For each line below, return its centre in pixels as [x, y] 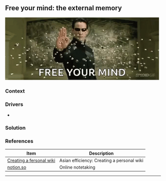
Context [15, 91]
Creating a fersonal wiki [31, 160]
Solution [16, 128]
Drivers [14, 104]
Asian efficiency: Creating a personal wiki [101, 160]
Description [101, 153]
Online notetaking [77, 167]
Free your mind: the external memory [63, 8]
